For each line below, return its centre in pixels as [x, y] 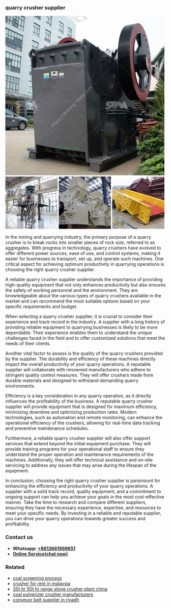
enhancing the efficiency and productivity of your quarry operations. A [79, 486]
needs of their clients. [28, 344]
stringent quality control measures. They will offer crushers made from [79, 375]
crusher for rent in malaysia [41, 584]
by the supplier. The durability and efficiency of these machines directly [80, 359]
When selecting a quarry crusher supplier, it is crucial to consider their [79, 316]
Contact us [19, 537]
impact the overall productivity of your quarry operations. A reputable [78, 364]
